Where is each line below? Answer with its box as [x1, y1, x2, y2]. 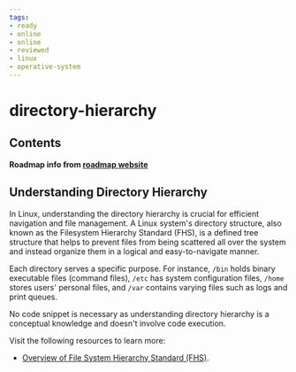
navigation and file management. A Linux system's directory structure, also [9, 218, 283, 229]
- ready [9, 21, 38, 30]
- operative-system [9, 63, 81, 72]
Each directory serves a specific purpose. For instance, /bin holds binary [9, 263, 276, 274]
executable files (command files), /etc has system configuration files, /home [9, 272, 285, 283]
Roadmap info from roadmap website [9, 159, 148, 169]
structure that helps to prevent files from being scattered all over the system [9, 236, 286, 247]
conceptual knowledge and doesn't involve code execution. [9, 318, 226, 329]
